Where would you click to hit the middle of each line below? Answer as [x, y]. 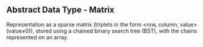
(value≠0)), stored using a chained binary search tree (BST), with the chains [102, 31]
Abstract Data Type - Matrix [60, 10]
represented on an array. [37, 37]
